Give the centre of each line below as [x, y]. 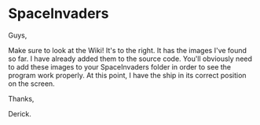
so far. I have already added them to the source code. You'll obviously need [130, 59]
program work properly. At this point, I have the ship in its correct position [127, 75]
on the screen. [31, 84]
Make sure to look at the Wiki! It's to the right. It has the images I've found [128, 50]
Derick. [20, 113]
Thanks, [21, 98]
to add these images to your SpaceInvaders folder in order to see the [120, 66]
